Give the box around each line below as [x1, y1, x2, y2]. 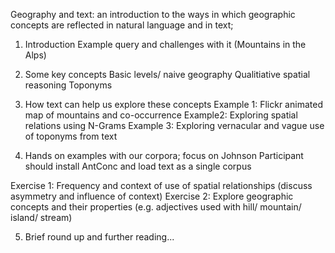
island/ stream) [10, 212, 73, 223]
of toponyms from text [24, 130, 118, 142]
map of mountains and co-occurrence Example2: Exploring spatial [24, 109, 298, 121]
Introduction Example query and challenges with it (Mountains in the [24, 39, 307, 50]
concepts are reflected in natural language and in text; [10, 19, 234, 31]
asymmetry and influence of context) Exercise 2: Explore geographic [10, 190, 294, 202]
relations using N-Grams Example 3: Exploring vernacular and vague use [24, 120, 325, 131]
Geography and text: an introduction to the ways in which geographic [10, 9, 296, 20]
